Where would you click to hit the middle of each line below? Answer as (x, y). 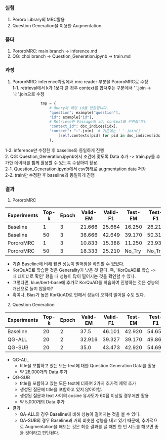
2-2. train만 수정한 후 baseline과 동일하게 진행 (50, 175)
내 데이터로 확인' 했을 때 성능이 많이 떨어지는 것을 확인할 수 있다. (74, 276)
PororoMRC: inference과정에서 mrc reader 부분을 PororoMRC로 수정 (80, 81)
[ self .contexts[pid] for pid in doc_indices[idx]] (111, 136)
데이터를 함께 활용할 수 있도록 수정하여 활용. (56, 162)
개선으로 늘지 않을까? (33, 289)
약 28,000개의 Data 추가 (43, 372)
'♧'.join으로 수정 (28, 94)
